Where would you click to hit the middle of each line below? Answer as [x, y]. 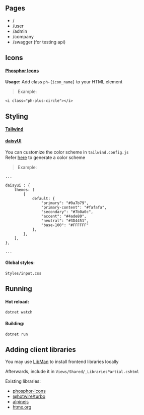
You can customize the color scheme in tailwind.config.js [67, 152]
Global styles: [20, 263]
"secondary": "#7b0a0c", [67, 212]
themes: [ [25, 190]
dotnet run [17, 334]
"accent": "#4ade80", [64, 216]
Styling [17, 116]
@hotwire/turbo [29, 396]
